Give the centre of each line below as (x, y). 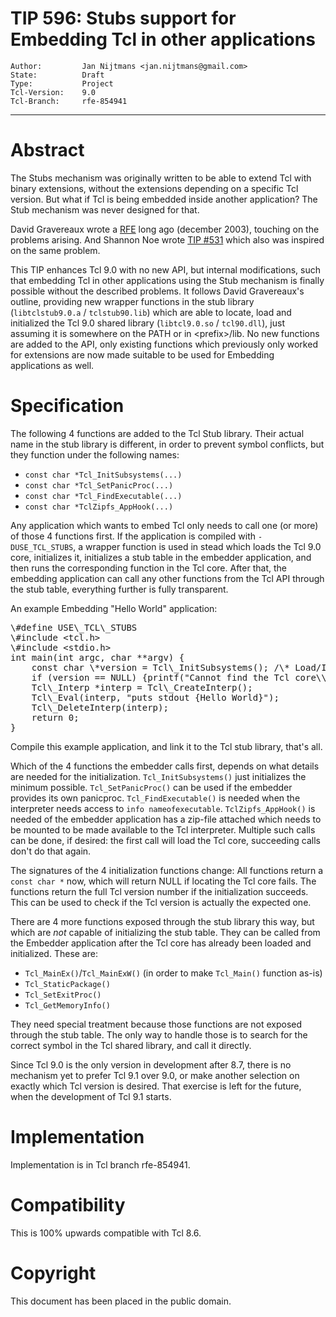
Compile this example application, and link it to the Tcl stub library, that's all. (166, 746)
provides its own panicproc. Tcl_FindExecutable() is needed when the (155, 798)
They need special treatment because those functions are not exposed (156, 1024)
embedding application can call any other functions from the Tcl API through (167, 578)
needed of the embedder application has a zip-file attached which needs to (166, 819)
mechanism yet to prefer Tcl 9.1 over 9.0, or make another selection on (155, 1075)
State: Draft (57, 75)
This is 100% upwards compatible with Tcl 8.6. (106, 1233)
